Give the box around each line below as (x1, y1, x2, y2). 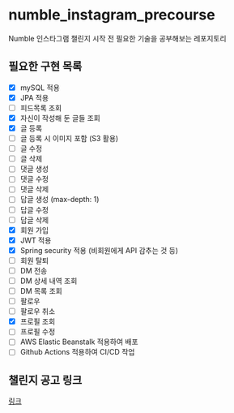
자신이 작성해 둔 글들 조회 (19, 113, 101, 123)
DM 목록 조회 (19, 286, 62, 295)
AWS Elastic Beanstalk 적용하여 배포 (19, 337, 139, 346)
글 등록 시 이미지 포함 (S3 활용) (19, 134, 119, 144)
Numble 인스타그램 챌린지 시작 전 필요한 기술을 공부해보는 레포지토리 (8, 33, 227, 43)
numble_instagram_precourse (8, 6, 216, 24)
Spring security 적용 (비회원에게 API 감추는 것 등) (19, 245, 179, 255)
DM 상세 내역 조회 (19, 276, 78, 286)
